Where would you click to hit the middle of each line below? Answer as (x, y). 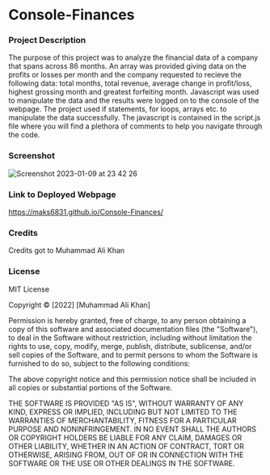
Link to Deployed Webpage (62, 194)
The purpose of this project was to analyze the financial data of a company (133, 57)
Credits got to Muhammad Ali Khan (67, 250)
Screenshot (32, 156)
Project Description (47, 40)
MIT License (29, 289)
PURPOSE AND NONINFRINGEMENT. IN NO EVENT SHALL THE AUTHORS (133, 429)
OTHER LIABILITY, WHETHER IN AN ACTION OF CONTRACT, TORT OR (126, 446)
